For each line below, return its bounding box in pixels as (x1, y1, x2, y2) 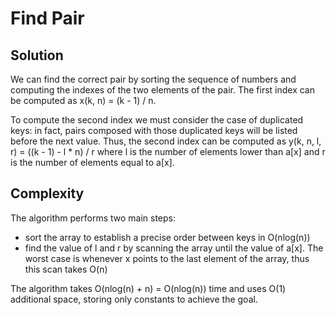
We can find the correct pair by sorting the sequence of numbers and (10, 73, 297, 85)
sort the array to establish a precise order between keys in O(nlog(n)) (24, 231, 311, 243)
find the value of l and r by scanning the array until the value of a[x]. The (24, 242, 324, 254)
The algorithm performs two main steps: (10, 212, 177, 224)
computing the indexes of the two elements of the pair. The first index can (10, 84, 315, 96)
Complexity (10, 185, 85, 202)
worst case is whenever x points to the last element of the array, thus (24, 252, 310, 264)
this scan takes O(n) (24, 263, 108, 275)
